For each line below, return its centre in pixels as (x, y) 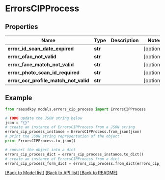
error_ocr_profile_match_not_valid (48, 80)
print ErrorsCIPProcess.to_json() (41, 141)
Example (19, 98)
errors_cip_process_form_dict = (38, 163)
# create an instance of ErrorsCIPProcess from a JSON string (70, 127)
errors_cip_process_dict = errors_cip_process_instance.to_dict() (74, 154)
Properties (22, 27)
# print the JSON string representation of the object (62, 136)
